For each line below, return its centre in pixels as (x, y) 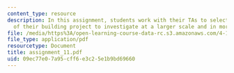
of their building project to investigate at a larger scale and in (115, 26)
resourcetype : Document (42, 46)
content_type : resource (42, 14)
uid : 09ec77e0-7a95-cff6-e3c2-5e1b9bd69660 (71, 59)
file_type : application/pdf (48, 40)
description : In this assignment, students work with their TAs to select (118, 20)
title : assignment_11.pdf (45, 53)
